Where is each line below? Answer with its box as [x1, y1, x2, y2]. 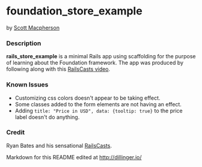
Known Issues [6, 80, 49, 89]
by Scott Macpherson [6, 24, 60, 31]
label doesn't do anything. [14, 113, 80, 121]
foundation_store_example [6, 4, 142, 18]
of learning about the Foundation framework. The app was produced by [6, 59, 184, 67]
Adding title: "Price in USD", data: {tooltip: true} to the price [14, 107, 183, 114]
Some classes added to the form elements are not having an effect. [14, 100, 182, 108]
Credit [6, 128, 25, 136]
